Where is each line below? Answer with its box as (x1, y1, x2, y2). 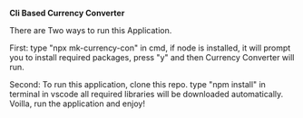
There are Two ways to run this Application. (9, 25, 172, 35)
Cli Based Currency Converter (9, 8, 125, 18)
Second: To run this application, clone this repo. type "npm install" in (9, 79, 266, 89)
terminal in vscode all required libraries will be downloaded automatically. (9, 89, 284, 99)
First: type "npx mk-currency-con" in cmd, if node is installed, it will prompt (9, 42, 291, 53)
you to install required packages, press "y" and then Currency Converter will (9, 52, 295, 62)
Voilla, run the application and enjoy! (9, 98, 145, 109)
